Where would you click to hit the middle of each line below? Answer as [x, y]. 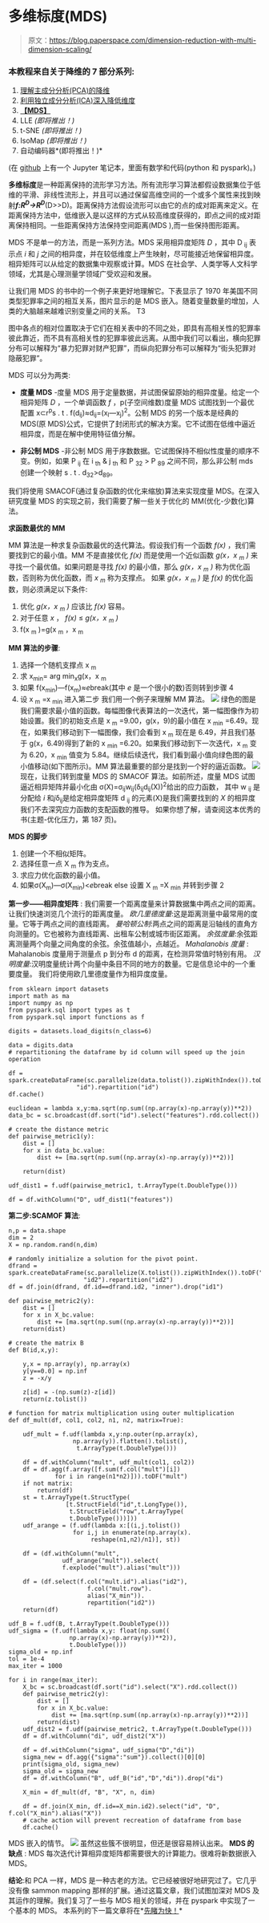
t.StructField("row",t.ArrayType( [126, 1511]
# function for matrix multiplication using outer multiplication [121, 1413]
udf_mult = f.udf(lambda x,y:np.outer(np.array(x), [110, 1434]
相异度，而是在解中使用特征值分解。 [80, 434]
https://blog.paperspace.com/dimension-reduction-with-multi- [153, 40]
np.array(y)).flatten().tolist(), [130, 1441]
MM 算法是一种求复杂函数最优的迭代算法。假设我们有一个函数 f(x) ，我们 [129, 545]
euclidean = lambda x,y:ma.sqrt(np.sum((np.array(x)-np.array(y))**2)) [130, 1108]
